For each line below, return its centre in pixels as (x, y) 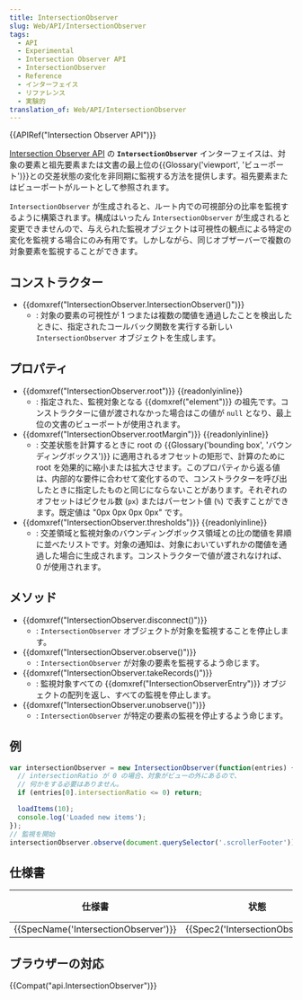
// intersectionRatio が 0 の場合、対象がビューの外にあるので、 (129, 776)
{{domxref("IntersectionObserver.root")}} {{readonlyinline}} (133, 391)
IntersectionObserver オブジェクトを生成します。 (128, 338)
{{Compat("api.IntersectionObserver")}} (83, 986)
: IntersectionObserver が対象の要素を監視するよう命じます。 (150, 662)
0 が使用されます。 (71, 566)
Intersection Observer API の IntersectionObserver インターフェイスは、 (144, 154)
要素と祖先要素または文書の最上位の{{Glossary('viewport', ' (135, 165)
